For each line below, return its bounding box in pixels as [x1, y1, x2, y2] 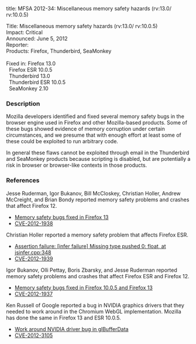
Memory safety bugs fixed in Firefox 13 [14, 214, 109, 221]
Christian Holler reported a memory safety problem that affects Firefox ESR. [6, 231, 188, 238]
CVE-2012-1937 [14, 290, 53, 297]
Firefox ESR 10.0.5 [8, 66, 53, 73]
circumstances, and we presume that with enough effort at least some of [6, 131, 181, 139]
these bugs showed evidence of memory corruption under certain [6, 126, 165, 133]
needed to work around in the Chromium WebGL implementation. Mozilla [6, 308, 181, 315]
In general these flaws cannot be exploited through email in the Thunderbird [6, 149, 190, 156]
